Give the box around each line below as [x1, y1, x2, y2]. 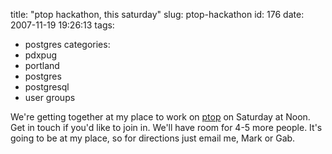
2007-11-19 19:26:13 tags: [10, 19, 115, 31]
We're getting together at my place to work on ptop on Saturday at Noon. [10, 111, 311, 123]
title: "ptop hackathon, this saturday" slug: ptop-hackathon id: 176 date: [10, 9, 305, 20]
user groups [24, 92, 76, 103]
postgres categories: [24, 39, 111, 50]
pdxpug [24, 49, 58, 61]
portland [24, 60, 60, 71]
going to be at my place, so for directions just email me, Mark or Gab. [10, 132, 296, 144]
